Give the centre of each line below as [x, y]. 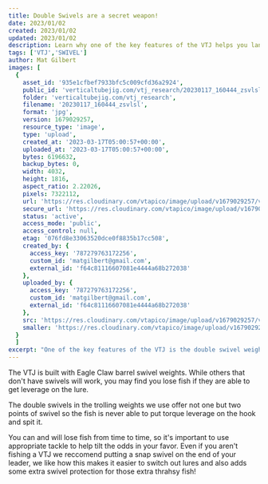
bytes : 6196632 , [50, 157]
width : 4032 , [44, 172]
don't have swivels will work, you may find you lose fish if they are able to [129, 381]
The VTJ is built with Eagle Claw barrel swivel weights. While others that [127, 373]
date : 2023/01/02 [37, 23]
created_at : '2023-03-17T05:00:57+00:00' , [94, 142]
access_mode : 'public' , [62, 224]
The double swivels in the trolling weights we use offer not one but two [125, 405]
